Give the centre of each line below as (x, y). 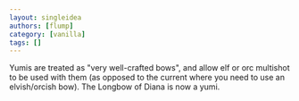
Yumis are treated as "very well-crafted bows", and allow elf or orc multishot (149, 68)
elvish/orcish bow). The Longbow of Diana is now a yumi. (115, 87)
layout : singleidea (46, 17)
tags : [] (25, 42)
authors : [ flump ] (42, 26)
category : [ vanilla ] (48, 34)
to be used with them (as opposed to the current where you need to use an (147, 78)
